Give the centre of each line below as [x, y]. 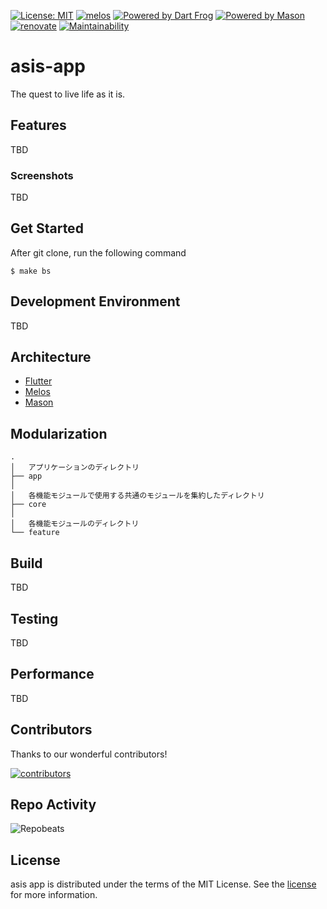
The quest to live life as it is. [68, 94]
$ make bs [31, 271]
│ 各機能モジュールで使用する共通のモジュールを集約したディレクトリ [137, 496]
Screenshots [42, 175]
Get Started [47, 228]
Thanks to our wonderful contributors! [89, 754]
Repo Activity [53, 804]
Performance [52, 674]
